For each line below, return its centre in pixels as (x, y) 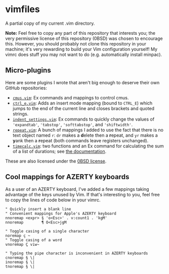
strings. (20, 114)
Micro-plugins (28, 70)
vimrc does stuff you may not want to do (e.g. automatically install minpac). (84, 54)
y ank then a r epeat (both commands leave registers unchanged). (80, 140)
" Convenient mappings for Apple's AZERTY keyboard (61, 213)
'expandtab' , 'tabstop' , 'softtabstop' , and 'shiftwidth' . (73, 124)
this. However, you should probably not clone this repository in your (76, 43)
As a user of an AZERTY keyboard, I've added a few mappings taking (77, 189)
